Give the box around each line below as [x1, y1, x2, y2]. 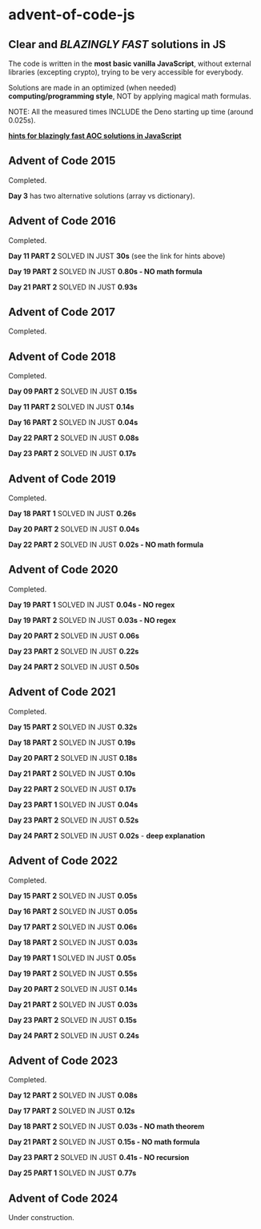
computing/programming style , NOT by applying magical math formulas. [8, 91, 252, 101]
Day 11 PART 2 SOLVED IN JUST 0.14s [8, 402, 135, 412]
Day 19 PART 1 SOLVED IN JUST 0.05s [8, 952, 136, 963]
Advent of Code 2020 [8, 563, 118, 576]
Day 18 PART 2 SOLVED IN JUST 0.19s [8, 738, 136, 747]
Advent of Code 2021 [8, 685, 116, 699]
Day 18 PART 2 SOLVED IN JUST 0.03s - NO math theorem [8, 1122, 205, 1131]
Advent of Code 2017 [8, 305, 116, 319]
